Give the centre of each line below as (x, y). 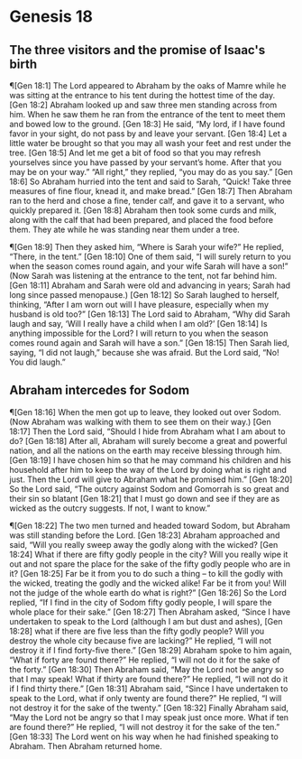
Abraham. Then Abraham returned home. (86, 745)
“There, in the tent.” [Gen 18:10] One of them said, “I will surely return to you (150, 256)
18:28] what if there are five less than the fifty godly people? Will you (137, 631)
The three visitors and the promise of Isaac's (137, 50)
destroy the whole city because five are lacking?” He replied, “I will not (141, 640)
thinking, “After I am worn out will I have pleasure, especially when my (139, 305)
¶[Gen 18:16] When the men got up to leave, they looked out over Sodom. (146, 412)
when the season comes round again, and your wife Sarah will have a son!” (149, 266)
